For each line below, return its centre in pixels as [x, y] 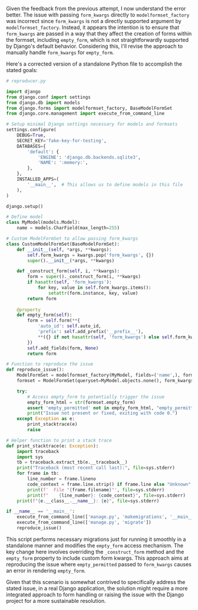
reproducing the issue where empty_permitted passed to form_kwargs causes [99, 564]
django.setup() [25, 206]
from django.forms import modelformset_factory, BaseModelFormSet [89, 108]
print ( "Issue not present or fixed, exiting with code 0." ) [103, 413]
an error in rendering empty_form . [46, 570]
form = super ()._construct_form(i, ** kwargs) [84, 277]
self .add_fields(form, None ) [63, 348]
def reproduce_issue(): [35, 370]
